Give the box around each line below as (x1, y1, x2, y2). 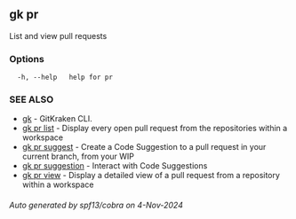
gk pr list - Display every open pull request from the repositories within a (21, 123, 288, 134)
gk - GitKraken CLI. (21, 113, 93, 124)
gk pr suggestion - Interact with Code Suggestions (21, 160, 208, 171)
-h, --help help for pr (17, 73, 114, 82)
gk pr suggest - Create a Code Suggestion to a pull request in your (21, 142, 267, 153)
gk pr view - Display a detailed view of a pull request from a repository (21, 170, 280, 181)
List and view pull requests (9, 30, 108, 41)
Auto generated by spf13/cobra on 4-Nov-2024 (9, 199, 184, 210)
